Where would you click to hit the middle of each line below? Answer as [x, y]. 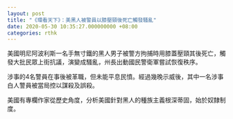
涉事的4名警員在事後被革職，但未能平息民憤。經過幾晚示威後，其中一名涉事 [115, 77]
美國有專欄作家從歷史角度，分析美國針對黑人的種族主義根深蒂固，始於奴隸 [113, 100]
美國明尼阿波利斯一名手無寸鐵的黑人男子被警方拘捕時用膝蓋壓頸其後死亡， [113, 53]
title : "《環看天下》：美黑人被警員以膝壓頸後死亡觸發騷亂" [82, 20]
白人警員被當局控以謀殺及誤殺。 [53, 85]
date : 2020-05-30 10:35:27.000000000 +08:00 [72, 26]
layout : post [26, 13]
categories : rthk [32, 33]
